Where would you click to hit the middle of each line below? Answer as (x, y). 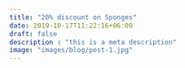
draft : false (33, 34)
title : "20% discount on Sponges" (73, 17)
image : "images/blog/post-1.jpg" (71, 50)
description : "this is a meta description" (93, 42)
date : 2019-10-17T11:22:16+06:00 (71, 26)
